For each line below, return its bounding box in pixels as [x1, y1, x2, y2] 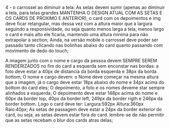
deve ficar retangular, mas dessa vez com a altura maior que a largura [5, 20, 153, 27]
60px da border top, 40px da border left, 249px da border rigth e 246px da [5, 95, 163, 101]
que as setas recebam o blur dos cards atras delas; [5, 117, 113, 123]
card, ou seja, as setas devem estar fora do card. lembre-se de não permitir [5, 112, 164, 118]
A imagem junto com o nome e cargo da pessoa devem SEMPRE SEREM [5, 58, 157, 63]
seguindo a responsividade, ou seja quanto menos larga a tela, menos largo [5, 26, 164, 32]
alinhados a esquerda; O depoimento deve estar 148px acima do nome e [5, 90, 158, 96]
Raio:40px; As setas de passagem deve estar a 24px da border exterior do [5, 107, 162, 112]
